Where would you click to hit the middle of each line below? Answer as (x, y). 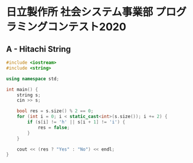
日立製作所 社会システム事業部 (80, 12)
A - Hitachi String (39, 49)
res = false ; (53, 128)
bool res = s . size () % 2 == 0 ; (55, 111)
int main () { (22, 89)
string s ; (29, 95)
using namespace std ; (33, 79)
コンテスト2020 (87, 27)
